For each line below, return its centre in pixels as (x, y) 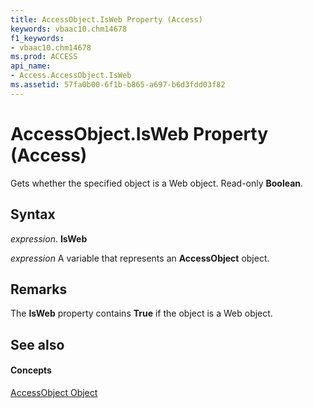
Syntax (33, 214)
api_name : (31, 66)
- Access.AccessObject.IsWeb (71, 76)
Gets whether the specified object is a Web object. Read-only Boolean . (157, 183)
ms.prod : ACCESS (44, 57)
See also (37, 344)
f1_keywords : (37, 38)
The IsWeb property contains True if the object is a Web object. (141, 313)
